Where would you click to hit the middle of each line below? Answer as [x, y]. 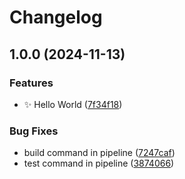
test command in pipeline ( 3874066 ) [99, 163]
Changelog [56, 17]
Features [31, 83]
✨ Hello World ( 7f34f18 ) [73, 104]
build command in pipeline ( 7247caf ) [99, 153]
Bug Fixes [34, 131]
